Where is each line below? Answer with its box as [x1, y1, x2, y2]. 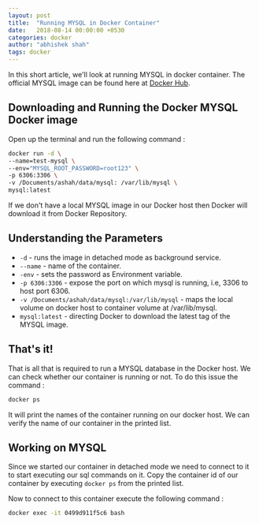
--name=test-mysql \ [8, 157, 76, 165]
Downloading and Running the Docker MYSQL [8, 101, 239, 114]
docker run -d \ [8, 149, 61, 158]
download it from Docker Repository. [8, 209, 128, 219]
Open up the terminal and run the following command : [8, 134, 186, 144]
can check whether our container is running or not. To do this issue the [8, 372, 239, 381]
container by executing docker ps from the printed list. [8, 479, 184, 488]
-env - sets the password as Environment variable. [19, 269, 183, 278]
